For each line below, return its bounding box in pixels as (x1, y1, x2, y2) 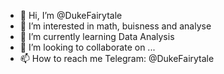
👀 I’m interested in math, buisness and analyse (19, 20, 212, 32)
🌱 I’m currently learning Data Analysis (19, 31, 175, 42)
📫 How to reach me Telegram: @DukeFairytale (19, 53, 215, 64)
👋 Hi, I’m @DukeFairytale (19, 10, 123, 21)
